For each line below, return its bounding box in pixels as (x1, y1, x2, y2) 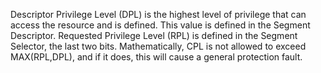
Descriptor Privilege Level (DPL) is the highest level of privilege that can (10, 9, 307, 20)
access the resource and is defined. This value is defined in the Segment (10, 19, 311, 31)
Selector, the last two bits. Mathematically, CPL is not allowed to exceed (10, 40, 307, 52)
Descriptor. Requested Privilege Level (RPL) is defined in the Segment (10, 30, 298, 41)
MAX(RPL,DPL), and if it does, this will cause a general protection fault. (10, 51, 303, 63)
